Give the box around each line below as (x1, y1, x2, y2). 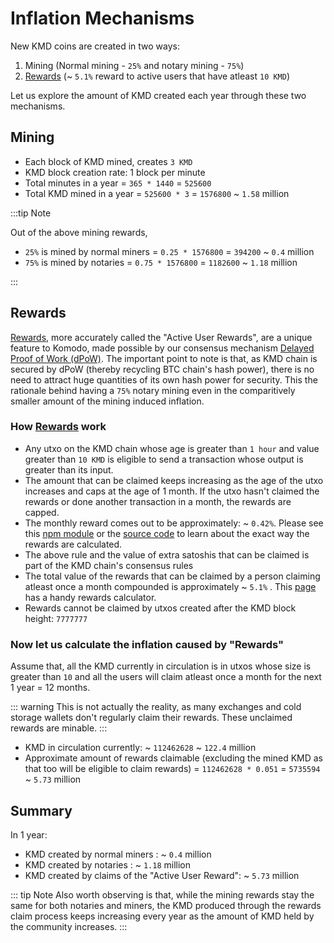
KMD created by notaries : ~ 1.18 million (24, 858, 192, 871)
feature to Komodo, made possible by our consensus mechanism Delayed (10, 342, 315, 354)
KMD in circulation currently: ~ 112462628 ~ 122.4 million (24, 742, 257, 754)
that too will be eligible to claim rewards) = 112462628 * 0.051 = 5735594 (24, 763, 321, 775)
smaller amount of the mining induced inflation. (10, 395, 205, 407)
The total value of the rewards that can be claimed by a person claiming (24, 570, 321, 582)
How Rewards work (10, 420, 107, 434)
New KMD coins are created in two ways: (10, 40, 180, 52)
